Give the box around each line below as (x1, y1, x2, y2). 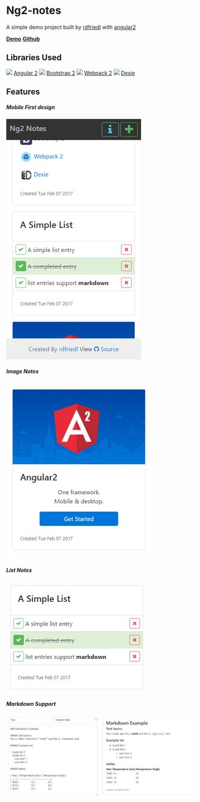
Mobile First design (6, 103, 55, 111)
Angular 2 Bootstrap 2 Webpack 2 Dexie (13, 69, 135, 76)
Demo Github (6, 35, 40, 42)
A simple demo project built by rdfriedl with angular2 (6, 23, 136, 31)
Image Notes (6, 367, 39, 375)
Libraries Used (6, 52, 62, 63)
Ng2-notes (6, 4, 62, 17)
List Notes (6, 566, 32, 574)
